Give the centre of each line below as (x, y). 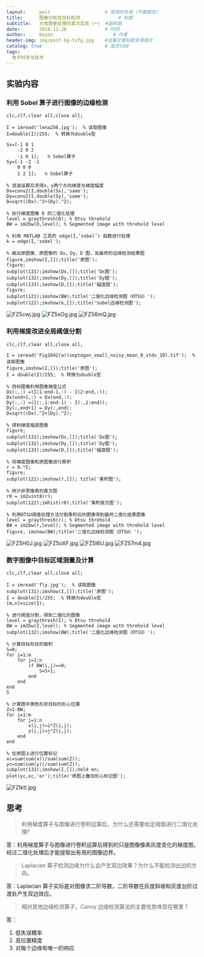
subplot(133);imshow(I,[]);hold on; (53, 769)
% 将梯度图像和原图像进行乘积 (39, 462)
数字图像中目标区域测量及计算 (50, 560)
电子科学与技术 (28, 57)
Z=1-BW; (16, 709)
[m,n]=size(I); (26, 603)
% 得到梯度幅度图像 (27, 425)
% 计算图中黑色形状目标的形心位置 (43, 704)
